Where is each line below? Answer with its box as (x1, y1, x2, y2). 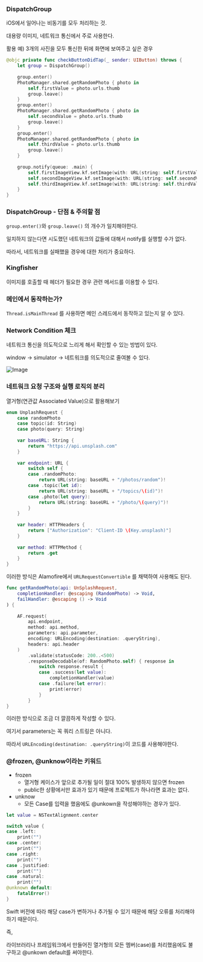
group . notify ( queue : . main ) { (17, 164, 94, 170)
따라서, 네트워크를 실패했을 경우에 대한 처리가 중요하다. (6, 248, 135, 255)
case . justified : (6, 862, 50, 868)
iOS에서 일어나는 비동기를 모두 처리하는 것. (6, 19, 107, 27)
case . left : (6, 828, 36, 835)
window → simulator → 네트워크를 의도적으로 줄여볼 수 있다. (6, 354, 150, 361)
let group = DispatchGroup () (17, 63, 91, 69)
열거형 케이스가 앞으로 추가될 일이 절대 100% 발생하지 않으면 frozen (24, 778, 185, 785)
